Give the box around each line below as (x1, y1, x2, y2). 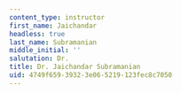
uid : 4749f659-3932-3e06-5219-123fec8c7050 (9, 71, 173, 80)
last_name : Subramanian (9, 37, 98, 47)
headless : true (9, 29, 66, 38)
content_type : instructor (9, 12, 105, 22)
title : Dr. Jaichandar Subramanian (9, 63, 141, 72)
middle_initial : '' (9, 46, 82, 55)
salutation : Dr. (9, 54, 69, 63)
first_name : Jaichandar (9, 21, 98, 30)
